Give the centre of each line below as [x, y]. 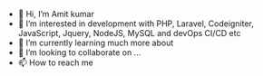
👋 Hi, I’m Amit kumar [56, 14]
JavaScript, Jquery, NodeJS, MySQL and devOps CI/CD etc [129, 33]
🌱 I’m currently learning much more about [96, 43]
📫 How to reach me [55, 62]
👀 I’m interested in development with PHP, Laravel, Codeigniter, [136, 24]
